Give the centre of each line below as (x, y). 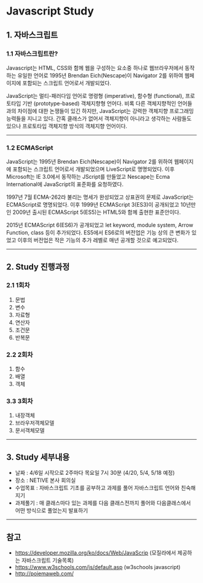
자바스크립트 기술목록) (48, 561)
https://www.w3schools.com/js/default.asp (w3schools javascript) (98, 567)
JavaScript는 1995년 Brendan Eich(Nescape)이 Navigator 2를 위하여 (90, 162)
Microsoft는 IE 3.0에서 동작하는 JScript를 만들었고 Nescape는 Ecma (88, 177)
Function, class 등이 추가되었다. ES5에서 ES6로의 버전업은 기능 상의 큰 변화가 (98, 233)
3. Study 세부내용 (38, 457)
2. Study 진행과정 (38, 267)
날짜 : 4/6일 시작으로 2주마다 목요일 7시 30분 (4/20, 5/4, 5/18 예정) (95, 473)
